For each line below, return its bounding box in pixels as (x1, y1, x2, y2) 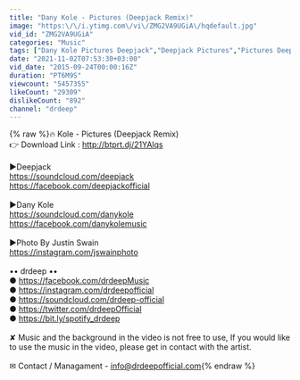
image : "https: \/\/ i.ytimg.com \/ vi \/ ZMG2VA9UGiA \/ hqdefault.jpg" (9, 21, 257, 30)
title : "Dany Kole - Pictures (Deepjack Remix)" (9, 12, 194, 22)
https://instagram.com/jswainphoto (9, 247, 138, 258)
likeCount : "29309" (9, 87, 82, 96)
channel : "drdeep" (9, 104, 78, 113)
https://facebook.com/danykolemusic (9, 219, 147, 229)
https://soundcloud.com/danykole (9, 209, 134, 219)
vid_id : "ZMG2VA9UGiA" (9, 29, 94, 38)
